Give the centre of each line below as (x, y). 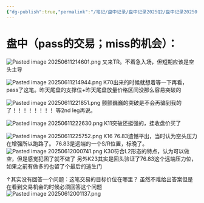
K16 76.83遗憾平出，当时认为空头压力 (150, 136)
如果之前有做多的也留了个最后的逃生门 (54, 166)
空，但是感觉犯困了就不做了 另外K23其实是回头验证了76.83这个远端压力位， (102, 159)
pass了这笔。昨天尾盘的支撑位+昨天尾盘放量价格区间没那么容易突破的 (94, 90)
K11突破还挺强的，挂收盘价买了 (143, 123)
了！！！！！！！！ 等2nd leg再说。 (51, 110)
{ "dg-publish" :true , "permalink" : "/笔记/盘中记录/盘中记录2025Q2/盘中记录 (95, 12)
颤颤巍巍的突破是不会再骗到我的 (142, 102)
